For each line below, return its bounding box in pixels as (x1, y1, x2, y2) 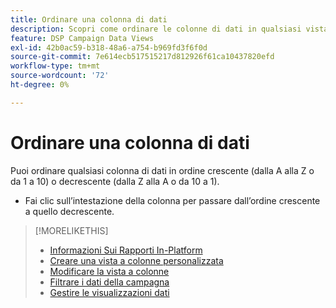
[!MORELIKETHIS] (34, 224, 109, 236)
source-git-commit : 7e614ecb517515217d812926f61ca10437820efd (10, 52, 275, 62)
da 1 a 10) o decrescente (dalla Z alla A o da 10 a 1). (10, 175, 220, 187)
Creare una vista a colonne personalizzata (49, 254, 224, 266)
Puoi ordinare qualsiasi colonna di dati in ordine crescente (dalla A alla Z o (10, 164, 315, 176)
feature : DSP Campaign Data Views (10, 33, 155, 43)
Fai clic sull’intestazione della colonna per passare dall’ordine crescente (24, 194, 321, 206)
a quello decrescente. (24, 205, 115, 217)
